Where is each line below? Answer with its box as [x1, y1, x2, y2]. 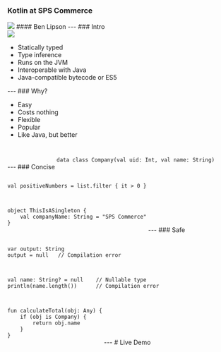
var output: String [7, 245, 65, 253]
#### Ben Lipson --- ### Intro [16, 23, 105, 31]
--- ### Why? [7, 87, 48, 95]
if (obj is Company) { [20, 313, 87, 321]
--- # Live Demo [103, 338, 151, 347]
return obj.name [32, 320, 80, 327]
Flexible [17, 116, 41, 124]
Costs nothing [17, 108, 59, 116]
